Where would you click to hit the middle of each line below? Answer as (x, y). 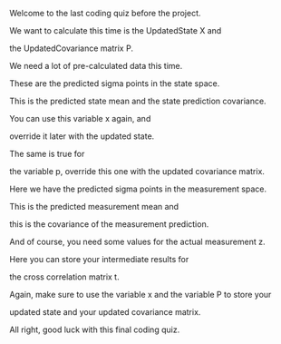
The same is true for (47, 154)
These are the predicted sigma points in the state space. (115, 84)
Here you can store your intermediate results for (99, 259)
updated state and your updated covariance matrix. (105, 312)
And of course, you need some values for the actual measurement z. (137, 241)
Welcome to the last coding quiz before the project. (105, 13)
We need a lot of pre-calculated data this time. (96, 66)
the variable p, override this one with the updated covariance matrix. (137, 171)
